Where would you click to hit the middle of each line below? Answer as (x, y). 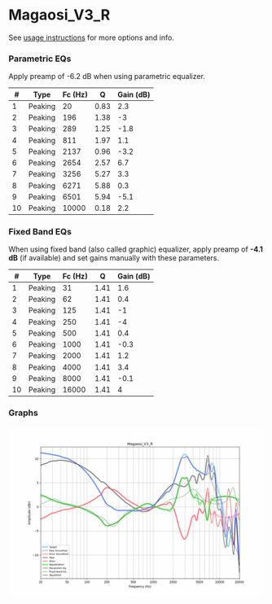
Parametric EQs (40, 59)
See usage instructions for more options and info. (92, 37)
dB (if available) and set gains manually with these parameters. (114, 258)
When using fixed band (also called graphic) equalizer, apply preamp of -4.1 (136, 249)
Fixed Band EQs (40, 231)
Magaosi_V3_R (59, 15)
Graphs (23, 413)
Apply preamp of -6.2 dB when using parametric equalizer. (107, 77)
